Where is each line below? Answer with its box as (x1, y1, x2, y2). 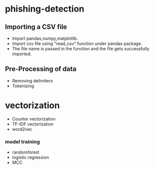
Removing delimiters (12, 77, 53, 83)
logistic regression (12, 154, 49, 160)
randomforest (12, 149, 40, 155)
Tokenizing (12, 83, 34, 89)
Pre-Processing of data (5, 65, 77, 73)
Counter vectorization (12, 116, 56, 122)
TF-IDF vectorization (12, 121, 54, 127)
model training (5, 138, 40, 145)
